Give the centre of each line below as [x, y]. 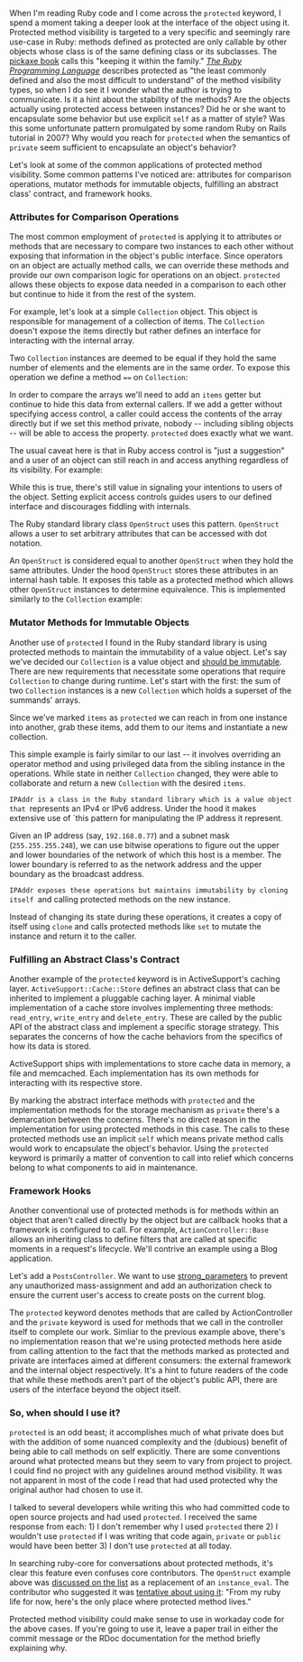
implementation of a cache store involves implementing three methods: [141, 1007]
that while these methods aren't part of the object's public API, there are [143, 1380]
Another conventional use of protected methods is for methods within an [144, 1210]
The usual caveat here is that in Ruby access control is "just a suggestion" [147, 451]
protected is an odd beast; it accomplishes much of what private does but [147, 1433]
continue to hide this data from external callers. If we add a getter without [146, 405]
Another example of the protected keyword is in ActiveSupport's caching [145, 978]
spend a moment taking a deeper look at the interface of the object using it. [150, 23]
